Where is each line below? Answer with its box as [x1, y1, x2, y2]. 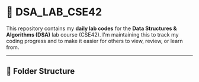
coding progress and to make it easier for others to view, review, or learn [6, 37, 184, 44]
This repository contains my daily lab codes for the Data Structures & [6, 25, 177, 32]
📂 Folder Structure [6, 66, 75, 76]
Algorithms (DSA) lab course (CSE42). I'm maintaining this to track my [6, 31, 179, 38]
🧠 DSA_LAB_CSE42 [6, 5, 102, 19]
